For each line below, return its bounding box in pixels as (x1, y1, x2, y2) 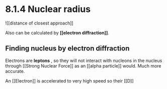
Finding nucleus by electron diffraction (5, 44, 130, 53)
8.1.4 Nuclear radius (5, 3, 91, 15)
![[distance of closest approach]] (5, 20, 74, 26)
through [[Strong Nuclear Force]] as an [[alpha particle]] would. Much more (5, 62, 162, 68)
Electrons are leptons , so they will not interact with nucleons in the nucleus (5, 57, 162, 63)
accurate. (5, 68, 25, 74)
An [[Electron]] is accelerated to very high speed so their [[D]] (5, 77, 134, 83)
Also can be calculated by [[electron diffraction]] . (5, 29, 109, 35)
